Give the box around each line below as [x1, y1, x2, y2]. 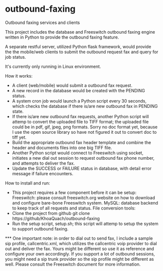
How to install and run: [5, 180, 50, 186]
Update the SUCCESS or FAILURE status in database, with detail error [12, 165, 152, 171]
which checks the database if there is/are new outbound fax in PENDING [12, 103, 158, 109]
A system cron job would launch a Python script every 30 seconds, [12, 98, 147, 104]
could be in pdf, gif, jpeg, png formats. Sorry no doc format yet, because [12, 124, 158, 130]
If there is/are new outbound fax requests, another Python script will [12, 113, 149, 119]
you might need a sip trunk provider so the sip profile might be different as [5, 256, 154, 262]
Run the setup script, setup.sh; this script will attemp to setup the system [12, 221, 159, 227]
